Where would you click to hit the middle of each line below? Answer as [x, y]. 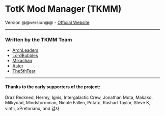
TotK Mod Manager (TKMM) [63, 9]
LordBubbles [25, 56]
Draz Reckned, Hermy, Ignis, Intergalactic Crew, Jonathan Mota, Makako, [79, 97]
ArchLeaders [25, 50]
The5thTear [24, 71]
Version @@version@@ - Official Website [47, 22]
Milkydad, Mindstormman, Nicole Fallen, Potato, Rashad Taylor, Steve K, [78, 103]
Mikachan [22, 61]
